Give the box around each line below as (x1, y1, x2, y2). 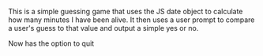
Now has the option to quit (8, 39, 95, 48)
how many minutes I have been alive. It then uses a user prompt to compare (8, 15, 255, 24)
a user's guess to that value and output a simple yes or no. (8, 24, 199, 32)
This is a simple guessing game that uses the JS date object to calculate (8, 7, 243, 16)
